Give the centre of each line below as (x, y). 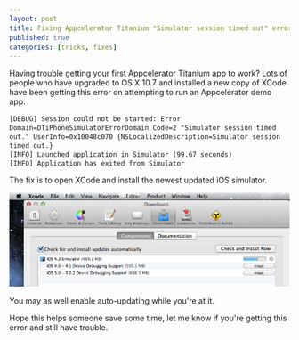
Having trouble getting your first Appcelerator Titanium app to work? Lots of (148, 73)
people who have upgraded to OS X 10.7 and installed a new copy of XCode (148, 83)
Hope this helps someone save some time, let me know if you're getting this (148, 318)
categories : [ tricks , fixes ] (63, 47)
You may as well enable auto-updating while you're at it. (112, 301)
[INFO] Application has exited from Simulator (97, 164)
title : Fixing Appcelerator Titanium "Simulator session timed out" (139, 28)
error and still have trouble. (59, 328)
